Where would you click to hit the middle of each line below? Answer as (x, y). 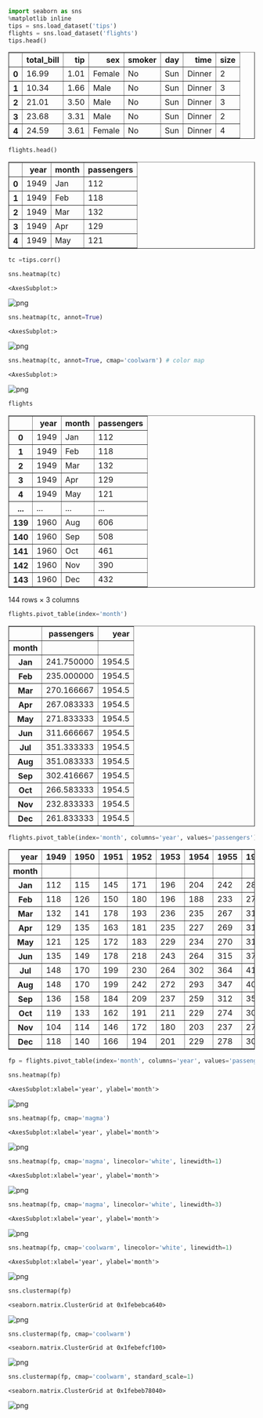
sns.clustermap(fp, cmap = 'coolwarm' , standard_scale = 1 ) (101, 1377)
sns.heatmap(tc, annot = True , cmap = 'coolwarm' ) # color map (106, 360)
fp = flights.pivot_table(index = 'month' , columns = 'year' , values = (119, 1061)
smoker (142, 60)
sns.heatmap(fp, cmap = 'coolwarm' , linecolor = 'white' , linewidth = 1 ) (121, 1248)
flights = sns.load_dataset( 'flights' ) (73, 33)
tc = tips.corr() (34, 260)
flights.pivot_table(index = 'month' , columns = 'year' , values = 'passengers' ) (133, 837)
